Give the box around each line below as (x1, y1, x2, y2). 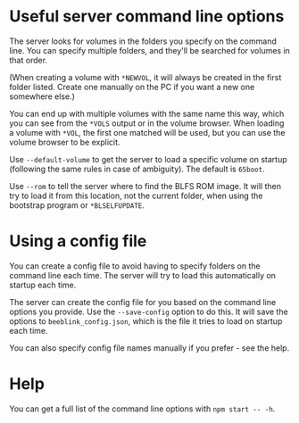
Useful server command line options (9, 6, 285, 27)
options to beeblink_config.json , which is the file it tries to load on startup (9, 315, 283, 327)
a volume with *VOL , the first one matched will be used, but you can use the (9, 127, 286, 137)
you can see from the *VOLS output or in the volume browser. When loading (9, 118, 285, 129)
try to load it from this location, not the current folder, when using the (9, 190, 263, 201)
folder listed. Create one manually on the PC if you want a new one (9, 81, 255, 92)
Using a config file (9, 231, 147, 252)
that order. (9, 54, 47, 65)
